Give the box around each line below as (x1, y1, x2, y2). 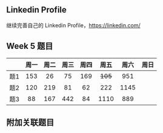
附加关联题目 (6, 117, 55, 128)
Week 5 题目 (6, 41, 53, 51)
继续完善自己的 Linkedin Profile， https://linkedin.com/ (6, 21, 141, 29)
